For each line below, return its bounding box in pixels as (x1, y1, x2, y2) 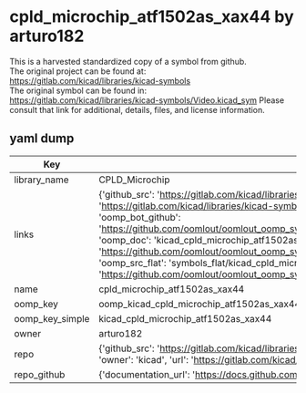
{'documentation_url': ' (98, 367, 196, 380)
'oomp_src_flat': (98, 256, 167, 269)
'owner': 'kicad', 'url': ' (98, 353, 194, 366)
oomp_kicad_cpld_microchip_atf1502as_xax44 (98, 297, 301, 310)
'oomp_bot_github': (98, 211, 181, 223)
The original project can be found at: (9, 66, 147, 77)
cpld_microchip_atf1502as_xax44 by (9, 6, 294, 27)
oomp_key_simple (14, 312, 90, 325)
